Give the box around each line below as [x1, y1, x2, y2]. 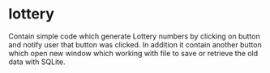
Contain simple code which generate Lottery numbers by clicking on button [8, 31, 261, 41]
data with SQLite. [8, 57, 66, 67]
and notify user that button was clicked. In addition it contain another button [8, 39, 262, 49]
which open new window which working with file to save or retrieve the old [8, 48, 259, 58]
